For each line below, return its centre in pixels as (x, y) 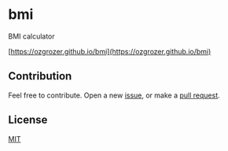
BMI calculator (31, 36)
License (28, 120)
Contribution (40, 76)
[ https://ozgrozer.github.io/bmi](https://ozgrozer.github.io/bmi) (110, 51)
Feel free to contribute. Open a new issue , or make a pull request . (114, 95)
